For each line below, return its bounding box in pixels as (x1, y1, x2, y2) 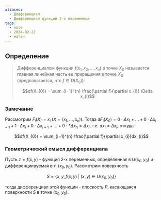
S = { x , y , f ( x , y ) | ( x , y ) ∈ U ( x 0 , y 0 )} (47, 173, 116, 180)
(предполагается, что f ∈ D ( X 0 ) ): (16, 78, 85, 85)
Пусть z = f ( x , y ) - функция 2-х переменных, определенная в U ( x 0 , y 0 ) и (5, 156, 154, 164)
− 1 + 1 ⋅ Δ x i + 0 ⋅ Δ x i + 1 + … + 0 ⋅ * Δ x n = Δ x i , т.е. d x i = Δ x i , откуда (5, 123, 134, 130)
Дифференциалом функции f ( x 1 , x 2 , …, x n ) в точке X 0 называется (16, 65, 149, 72)
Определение (5, 52, 49, 61)
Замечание (5, 105, 33, 112)
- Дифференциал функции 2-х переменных (9, 16, 90, 21)
